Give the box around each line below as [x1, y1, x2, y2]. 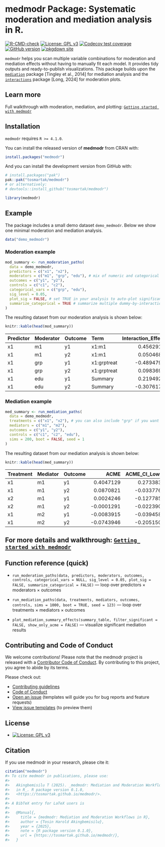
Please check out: [5, 674, 42, 680]
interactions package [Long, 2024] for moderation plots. [5, 76, 122, 82]
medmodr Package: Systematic [5, 3, 136, 15]
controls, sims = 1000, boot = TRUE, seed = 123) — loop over [12, 602, 141, 608]
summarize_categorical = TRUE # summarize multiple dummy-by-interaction [9, 301, 164, 306]
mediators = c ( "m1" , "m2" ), [9, 423, 67, 428]
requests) [12, 699, 32, 705]
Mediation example [5, 398, 52, 405]
